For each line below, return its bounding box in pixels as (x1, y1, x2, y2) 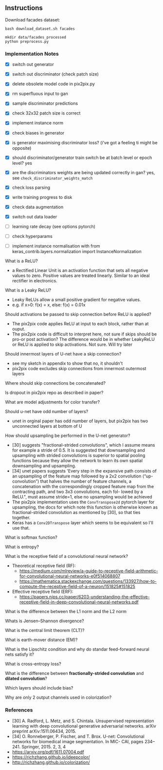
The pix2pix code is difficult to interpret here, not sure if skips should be (12, 331, 157, 337)
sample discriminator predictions (12, 100, 78, 106)
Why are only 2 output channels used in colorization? (5, 694, 112, 700)
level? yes (12, 160, 33, 166)
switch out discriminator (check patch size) (12, 71, 99, 77)
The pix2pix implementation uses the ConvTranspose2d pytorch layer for (12, 499, 155, 505)
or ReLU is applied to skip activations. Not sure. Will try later (12, 341, 133, 348)
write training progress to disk (12, 194, 72, 200)
